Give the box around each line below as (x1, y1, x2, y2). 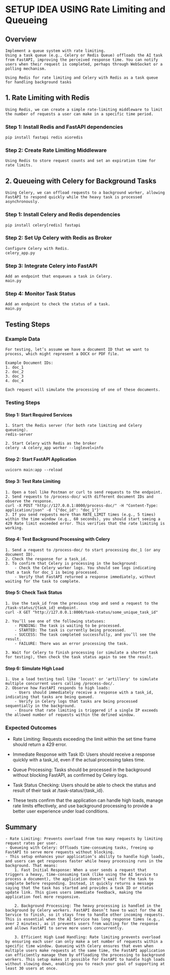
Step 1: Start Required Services (5, 411, 73, 417)
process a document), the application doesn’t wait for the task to (5, 876, 154, 882)
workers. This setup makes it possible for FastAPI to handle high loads (5, 957, 165, 962)
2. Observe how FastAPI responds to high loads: (5, 686, 110, 691)
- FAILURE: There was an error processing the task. (14, 641, 129, 646)
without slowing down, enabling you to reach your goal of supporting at (5, 962, 165, 967)
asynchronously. (5, 199, 40, 204)
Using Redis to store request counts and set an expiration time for (5, 158, 156, 164)
